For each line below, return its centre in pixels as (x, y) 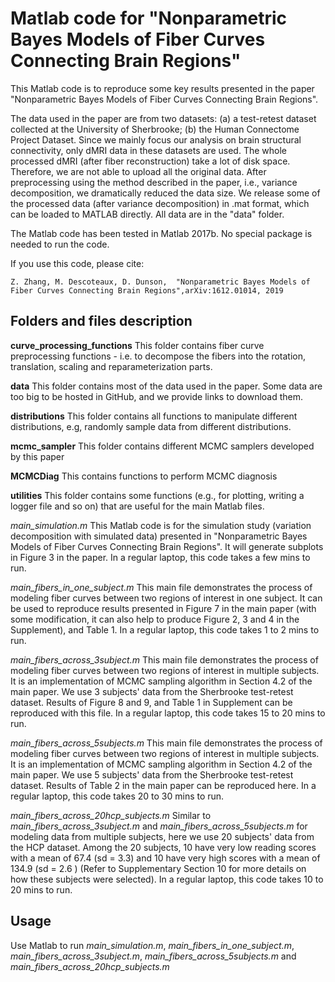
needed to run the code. (60, 244)
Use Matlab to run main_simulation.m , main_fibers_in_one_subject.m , (152, 945)
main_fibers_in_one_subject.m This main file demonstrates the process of (161, 587)
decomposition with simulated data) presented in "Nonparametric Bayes (159, 536)
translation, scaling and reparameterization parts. (111, 366)
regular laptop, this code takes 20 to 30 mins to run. (117, 796)
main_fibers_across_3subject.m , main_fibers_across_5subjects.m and (153, 956)
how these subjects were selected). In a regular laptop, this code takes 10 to (167, 879)
